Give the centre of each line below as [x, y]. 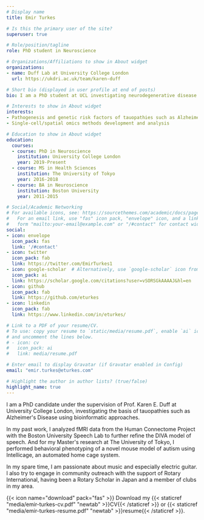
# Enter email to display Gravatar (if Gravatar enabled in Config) [95, 365]
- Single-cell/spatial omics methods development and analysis [88, 123]
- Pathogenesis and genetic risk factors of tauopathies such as [90, 118]
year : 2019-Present [42, 162]
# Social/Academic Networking [45, 207]
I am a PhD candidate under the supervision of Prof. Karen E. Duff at [91, 404]
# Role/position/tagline [38, 45]
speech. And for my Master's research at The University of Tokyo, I [90, 442]
